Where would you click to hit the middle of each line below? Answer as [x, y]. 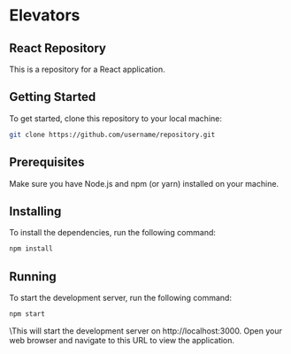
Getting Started [53, 97]
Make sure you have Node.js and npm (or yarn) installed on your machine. [144, 183]
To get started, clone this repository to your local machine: [116, 118]
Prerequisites [47, 162]
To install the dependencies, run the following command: [113, 233]
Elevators [45, 15]
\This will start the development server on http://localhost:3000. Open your [146, 331]
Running [33, 277]
